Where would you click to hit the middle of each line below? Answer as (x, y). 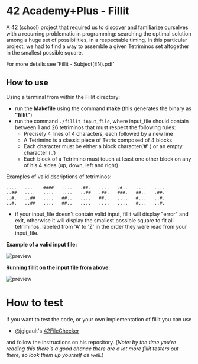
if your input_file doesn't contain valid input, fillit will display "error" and (102, 214)
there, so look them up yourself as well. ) (55, 355)
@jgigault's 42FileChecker (47, 331)
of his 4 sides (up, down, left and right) (71, 165)
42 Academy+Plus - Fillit (68, 11)
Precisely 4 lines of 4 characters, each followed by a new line (98, 133)
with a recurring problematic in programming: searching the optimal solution (99, 33)
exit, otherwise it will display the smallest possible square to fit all (94, 220)
